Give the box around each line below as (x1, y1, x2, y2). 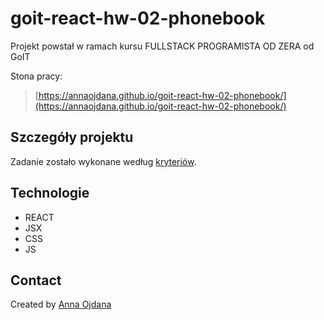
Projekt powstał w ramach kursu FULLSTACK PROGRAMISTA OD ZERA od (10, 40, 315, 52)
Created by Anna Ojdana (10, 298, 112, 311)
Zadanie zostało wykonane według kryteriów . (10, 155, 197, 167)
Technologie (10, 185, 90, 202)
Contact (10, 272, 62, 289)
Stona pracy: (10, 70, 63, 82)
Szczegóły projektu (10, 129, 134, 146)
